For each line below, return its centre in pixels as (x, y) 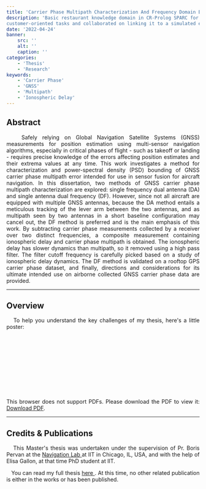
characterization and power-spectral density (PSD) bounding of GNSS (103, 170)
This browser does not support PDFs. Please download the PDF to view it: (103, 402)
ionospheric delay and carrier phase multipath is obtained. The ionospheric (103, 241)
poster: (15, 327)
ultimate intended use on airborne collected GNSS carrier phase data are (103, 274)
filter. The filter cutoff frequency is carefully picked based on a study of (103, 255)
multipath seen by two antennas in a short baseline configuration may (103, 215)
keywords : (19, 75)
